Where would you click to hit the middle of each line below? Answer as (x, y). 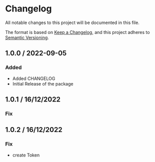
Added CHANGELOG (34, 78)
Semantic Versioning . (27, 37)
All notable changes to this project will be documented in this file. (72, 22)
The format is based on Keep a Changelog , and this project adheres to (77, 32)
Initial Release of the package (43, 83)
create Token (26, 155)
